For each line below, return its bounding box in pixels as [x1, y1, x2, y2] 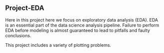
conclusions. [5, 32, 31, 38]
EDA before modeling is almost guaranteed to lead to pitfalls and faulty [5, 27, 151, 33]
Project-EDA [5, 4, 44, 12]
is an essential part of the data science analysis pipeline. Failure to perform [5, 22, 160, 28]
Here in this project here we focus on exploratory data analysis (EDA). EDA [5, 17, 159, 23]
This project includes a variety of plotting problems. [5, 42, 111, 48]
